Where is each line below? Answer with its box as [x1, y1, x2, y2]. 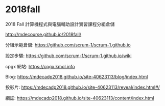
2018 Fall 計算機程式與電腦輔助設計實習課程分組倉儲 [5, 21, 115, 27]
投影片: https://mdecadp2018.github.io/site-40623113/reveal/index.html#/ [5, 84, 160, 90]
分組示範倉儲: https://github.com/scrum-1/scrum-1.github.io [5, 42, 131, 48]
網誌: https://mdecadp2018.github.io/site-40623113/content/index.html [5, 95, 154, 101]
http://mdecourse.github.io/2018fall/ [5, 31, 82, 37]
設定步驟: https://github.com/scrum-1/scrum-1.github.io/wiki [5, 52, 132, 59]
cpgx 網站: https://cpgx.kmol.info [5, 63, 75, 69]
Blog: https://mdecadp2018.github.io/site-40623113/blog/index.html [5, 73, 148, 79]
